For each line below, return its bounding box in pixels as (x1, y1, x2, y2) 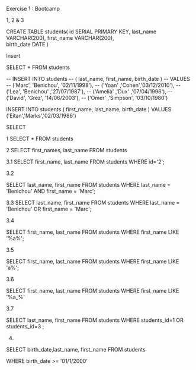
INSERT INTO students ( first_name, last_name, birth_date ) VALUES (6, 106, 172, 112)
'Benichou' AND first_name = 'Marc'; (6, 187, 96, 195)
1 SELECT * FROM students (6, 135, 74, 142)
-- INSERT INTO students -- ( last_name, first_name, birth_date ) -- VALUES (6, 76, 191, 82)
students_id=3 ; (6, 323, 44, 330)
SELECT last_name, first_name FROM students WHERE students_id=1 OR (6, 316, 184, 324)
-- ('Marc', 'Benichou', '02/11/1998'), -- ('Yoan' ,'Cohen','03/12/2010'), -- (6, 81, 181, 89)
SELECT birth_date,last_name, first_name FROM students (6, 346, 146, 353)
